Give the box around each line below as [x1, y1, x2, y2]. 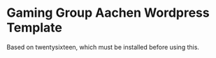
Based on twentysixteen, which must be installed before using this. [6, 43, 200, 51]
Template [6, 20, 62, 36]
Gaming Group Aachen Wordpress [6, 5, 210, 21]
